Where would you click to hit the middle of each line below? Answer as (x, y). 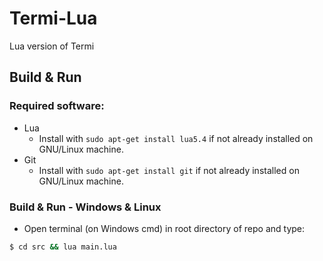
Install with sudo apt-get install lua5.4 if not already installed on (176, 138)
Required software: (57, 106)
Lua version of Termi (52, 46)
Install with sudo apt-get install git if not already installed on (169, 170)
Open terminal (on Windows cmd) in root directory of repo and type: (164, 228)
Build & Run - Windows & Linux (85, 207)
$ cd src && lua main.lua (63, 247)
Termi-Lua (53, 18)
